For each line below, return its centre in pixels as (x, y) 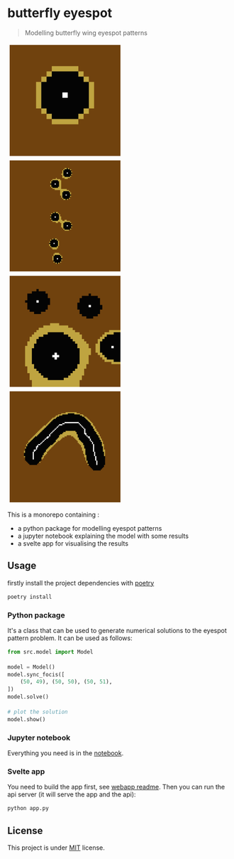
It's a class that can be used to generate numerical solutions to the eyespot (117, 630)
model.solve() (28, 697)
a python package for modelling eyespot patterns (90, 528)
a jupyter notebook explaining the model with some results (103, 536)
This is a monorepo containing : (54, 514)
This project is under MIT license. (56, 848)
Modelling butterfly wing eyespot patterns (86, 33)
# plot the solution (38, 712)
